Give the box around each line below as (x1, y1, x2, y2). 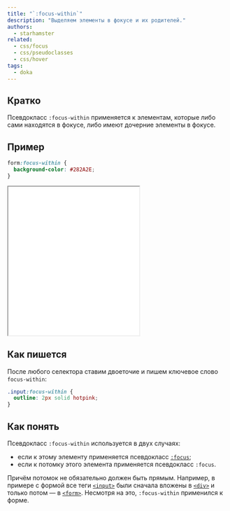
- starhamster (13, 29, 55, 37)
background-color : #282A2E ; (13, 166, 96, 173)
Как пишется (7, 349, 67, 360)
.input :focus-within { (7, 388, 73, 395)
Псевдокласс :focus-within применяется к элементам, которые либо (7, 113, 216, 122)
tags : (7, 62, 23, 69)
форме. (7, 496, 29, 504)
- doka (13, 69, 33, 76)
